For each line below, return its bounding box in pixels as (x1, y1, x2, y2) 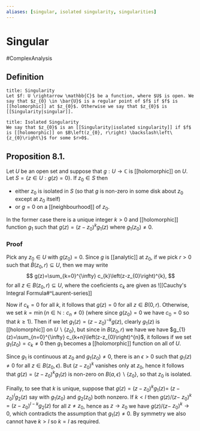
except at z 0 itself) (14, 195, 61, 204)
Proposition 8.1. (6, 151, 65, 161)
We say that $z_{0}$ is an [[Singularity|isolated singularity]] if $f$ (6, 124, 192, 131)
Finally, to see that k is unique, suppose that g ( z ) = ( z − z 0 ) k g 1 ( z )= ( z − (6, 384, 180, 393)
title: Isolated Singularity (6, 119, 79, 125)
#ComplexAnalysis (6, 55, 53, 62)
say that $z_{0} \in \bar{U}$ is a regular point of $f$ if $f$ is (6, 98, 178, 104)
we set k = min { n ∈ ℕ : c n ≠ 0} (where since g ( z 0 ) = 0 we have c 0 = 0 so (6, 309, 190, 318)
